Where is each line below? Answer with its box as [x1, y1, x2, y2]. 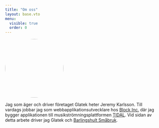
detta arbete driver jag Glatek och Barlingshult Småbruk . [5, 117, 118, 123]
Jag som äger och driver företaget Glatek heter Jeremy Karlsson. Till [5, 102, 142, 107]
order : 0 [9, 25, 27, 30]
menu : [5, 16, 16, 21]
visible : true [9, 21, 38, 26]
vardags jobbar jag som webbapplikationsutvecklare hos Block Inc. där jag [5, 107, 154, 113]
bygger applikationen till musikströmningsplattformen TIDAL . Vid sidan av [5, 112, 152, 118]
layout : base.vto [5, 12, 40, 17]
